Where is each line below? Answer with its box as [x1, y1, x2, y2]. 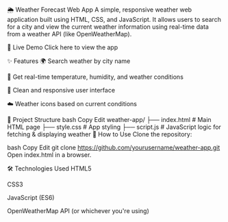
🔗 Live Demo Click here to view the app [7, 43, 118, 51]
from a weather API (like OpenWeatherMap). [7, 30, 132, 38]
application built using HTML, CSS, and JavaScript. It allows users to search [7, 16, 221, 23]
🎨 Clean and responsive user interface [7, 86, 115, 94]
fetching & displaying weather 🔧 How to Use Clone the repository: [7, 130, 192, 138]
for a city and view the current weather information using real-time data [7, 23, 209, 31]
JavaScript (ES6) [7, 194, 55, 201]
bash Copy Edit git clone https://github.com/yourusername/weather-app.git [7, 143, 220, 151]
